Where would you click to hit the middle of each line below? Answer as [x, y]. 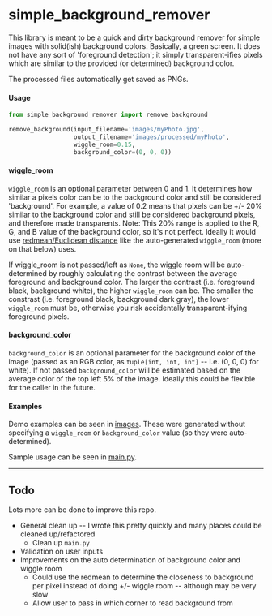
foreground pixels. [39, 316]
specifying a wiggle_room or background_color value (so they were [118, 433]
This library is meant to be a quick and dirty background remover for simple [134, 37]
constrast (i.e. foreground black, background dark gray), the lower [119, 299]
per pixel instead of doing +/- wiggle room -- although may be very [144, 585]
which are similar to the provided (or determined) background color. [121, 63]
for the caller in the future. [52, 387]
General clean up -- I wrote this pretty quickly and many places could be [141, 525]
